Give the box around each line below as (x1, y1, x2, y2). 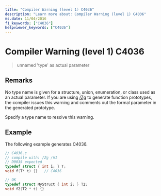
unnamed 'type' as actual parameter (16, 62, 90, 68)
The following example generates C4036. (5, 141, 88, 147)
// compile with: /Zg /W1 (5, 155, 57, 160)
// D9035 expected (5, 160, 42, 164)
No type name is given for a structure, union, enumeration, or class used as (5, 89, 156, 95)
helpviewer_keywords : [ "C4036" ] (5, 25, 70, 30)
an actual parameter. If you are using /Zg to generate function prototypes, (5, 94, 153, 100)
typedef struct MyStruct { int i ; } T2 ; (5, 182, 88, 187)
